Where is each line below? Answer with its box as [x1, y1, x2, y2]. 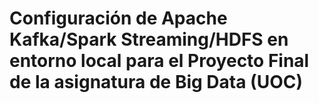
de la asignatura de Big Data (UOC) [9, 71, 303, 94]
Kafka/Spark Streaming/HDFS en [9, 28, 289, 51]
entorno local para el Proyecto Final [9, 50, 310, 72]
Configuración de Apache [9, 7, 228, 30]
